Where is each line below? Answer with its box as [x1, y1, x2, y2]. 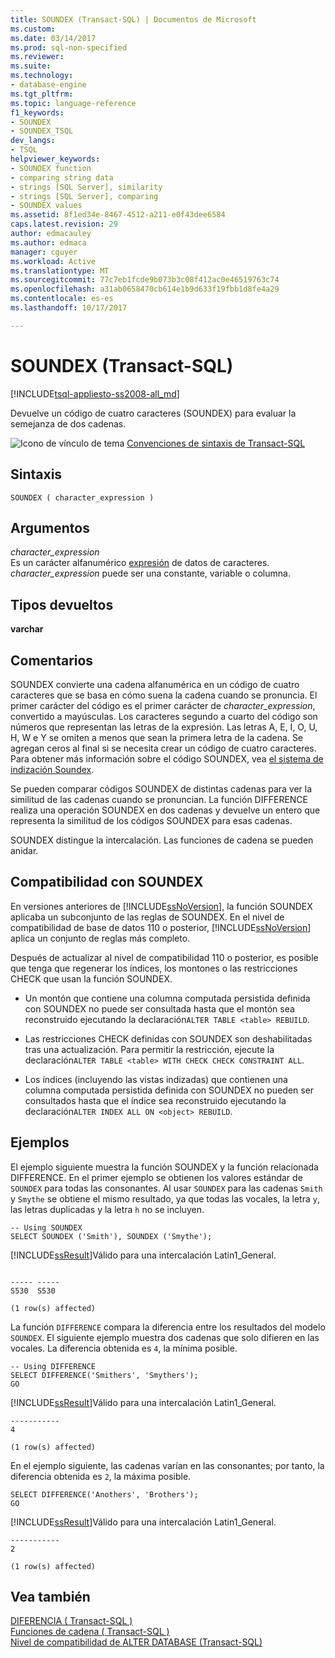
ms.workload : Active [10, 256, 97, 266]
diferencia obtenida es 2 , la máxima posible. [10, 1470, 192, 1482]
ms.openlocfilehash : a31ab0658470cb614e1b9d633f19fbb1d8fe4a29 [10, 284, 280, 295]
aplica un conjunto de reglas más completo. [10, 932, 191, 944]
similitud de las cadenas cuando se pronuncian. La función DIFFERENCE [10, 793, 309, 805]
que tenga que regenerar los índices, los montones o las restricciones [10, 962, 298, 974]
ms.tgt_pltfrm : [10, 89, 74, 99]
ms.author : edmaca [10, 237, 87, 248]
